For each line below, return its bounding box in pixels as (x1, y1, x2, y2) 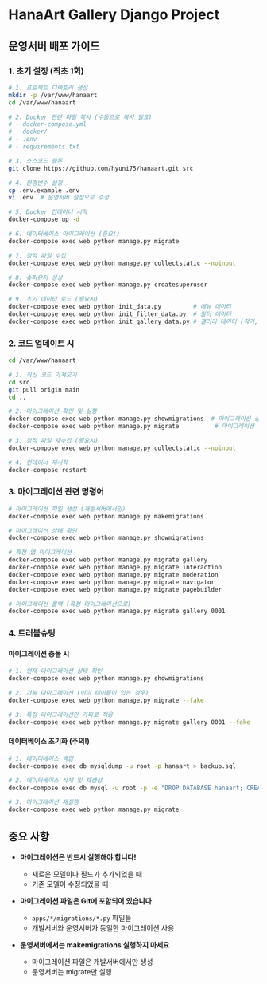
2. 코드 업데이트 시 (8, 337, 75, 348)
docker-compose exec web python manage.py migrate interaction (8, 564, 222, 572)
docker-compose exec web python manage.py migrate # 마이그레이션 (8, 423, 255, 431)
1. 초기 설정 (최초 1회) (8, 65, 85, 77)
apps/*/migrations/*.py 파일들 (31, 913, 132, 923)
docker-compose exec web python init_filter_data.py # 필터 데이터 (8, 310, 232, 318)
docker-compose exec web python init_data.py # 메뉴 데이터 (8, 303, 232, 311)
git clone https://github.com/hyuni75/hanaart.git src (8, 164, 194, 172)
